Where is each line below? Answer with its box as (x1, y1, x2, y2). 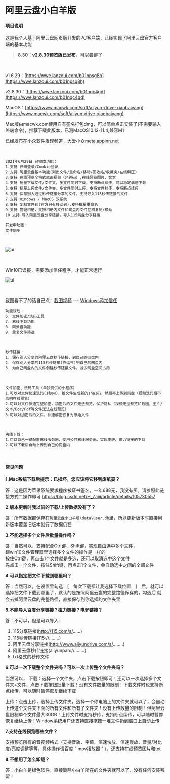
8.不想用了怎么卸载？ (5, 756, 50, 762)
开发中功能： (5, 222, 28, 228)
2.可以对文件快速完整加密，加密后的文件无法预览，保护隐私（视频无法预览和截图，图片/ (5, 401, 163, 407)
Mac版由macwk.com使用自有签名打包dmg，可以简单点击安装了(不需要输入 (5, 121, 161, 127)
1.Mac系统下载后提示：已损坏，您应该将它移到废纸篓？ (5, 476, 120, 482)
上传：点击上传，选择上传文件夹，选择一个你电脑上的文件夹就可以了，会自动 (5, 698, 165, 704)
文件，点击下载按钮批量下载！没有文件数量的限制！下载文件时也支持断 (17, 681, 163, 687)
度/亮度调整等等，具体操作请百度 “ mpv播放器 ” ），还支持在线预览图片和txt (5, 745, 161, 752)
